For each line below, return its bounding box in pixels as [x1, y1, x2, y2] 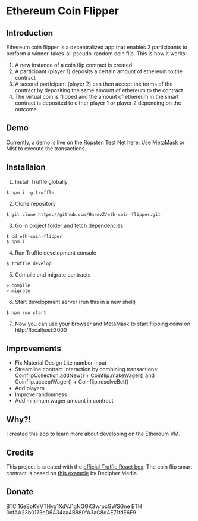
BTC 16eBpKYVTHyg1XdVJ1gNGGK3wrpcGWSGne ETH [6, 503, 142, 510]
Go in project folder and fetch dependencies [14, 222, 124, 229]
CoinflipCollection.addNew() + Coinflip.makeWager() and [14, 372, 155, 379]
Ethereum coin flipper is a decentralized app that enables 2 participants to [6, 43, 188, 51]
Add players [14, 385, 45, 392]
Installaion [6, 162, 46, 172]
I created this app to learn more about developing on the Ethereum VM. [6, 430, 180, 438]
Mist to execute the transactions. [6, 145, 87, 152]
